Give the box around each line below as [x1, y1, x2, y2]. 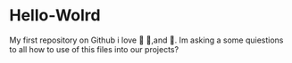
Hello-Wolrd [9, 5, 101, 26]
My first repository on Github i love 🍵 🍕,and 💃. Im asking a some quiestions [9, 35, 284, 45]
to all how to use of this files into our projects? [9, 43, 179, 54]
